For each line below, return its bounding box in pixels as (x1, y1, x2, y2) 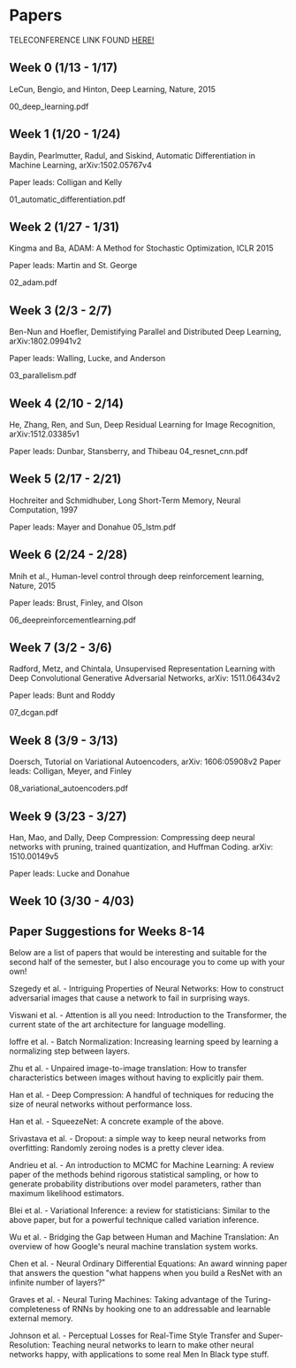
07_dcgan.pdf (9, 707, 59, 718)
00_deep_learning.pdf (9, 101, 89, 112)
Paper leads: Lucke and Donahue (9, 869, 130, 879)
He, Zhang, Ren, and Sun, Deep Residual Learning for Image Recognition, (9, 420, 276, 429)
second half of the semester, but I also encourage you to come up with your (9, 957, 285, 968)
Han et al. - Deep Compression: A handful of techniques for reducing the (9, 1090, 274, 1101)
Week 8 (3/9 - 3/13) (9, 732, 118, 748)
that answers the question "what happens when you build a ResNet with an (9, 1268, 283, 1279)
